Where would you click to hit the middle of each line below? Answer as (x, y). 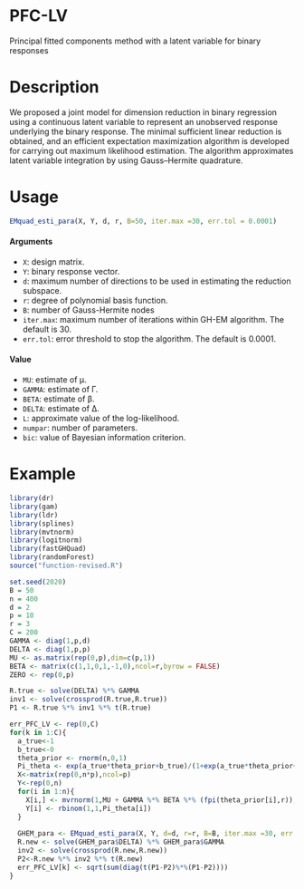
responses (29, 50)
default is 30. (47, 329)
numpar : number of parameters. (80, 428)
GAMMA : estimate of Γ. (60, 390)
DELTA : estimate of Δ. (61, 409)
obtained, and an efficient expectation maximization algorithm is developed (149, 140)
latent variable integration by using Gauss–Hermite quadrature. (126, 160)
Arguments (31, 242)
